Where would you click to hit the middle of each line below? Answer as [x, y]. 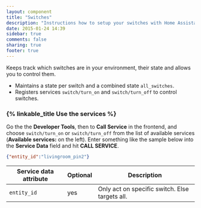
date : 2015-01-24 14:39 [36, 28]
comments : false [26, 39]
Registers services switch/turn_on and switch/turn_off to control [96, 92]
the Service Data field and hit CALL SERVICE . [63, 146]
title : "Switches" [29, 17]
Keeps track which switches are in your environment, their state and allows [99, 68]
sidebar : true [24, 34]
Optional [80, 175]
